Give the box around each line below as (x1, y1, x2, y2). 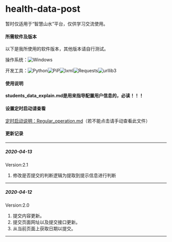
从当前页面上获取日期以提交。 (12, 225, 76, 231)
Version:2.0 (5, 202, 30, 208)
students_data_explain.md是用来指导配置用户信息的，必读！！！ (5, 93, 144, 99)
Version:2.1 (5, 162, 28, 168)
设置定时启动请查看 (5, 105, 46, 111)
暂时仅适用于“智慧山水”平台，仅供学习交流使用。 (5, 21, 109, 27)
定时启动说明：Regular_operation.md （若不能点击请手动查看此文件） (5, 117, 150, 124)
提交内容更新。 (12, 212, 45, 218)
